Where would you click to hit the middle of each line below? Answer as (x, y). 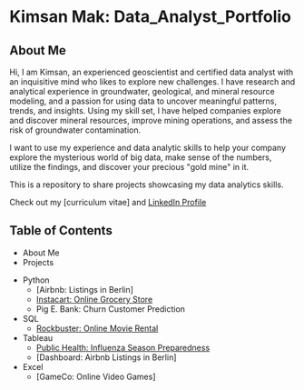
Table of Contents (61, 230)
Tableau (38, 337)
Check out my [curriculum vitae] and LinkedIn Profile (108, 202)
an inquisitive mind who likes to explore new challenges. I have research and (152, 82)
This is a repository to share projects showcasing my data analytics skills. (147, 185)
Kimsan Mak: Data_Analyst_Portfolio (151, 17)
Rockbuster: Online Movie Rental (97, 328)
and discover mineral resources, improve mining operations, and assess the (151, 120)
